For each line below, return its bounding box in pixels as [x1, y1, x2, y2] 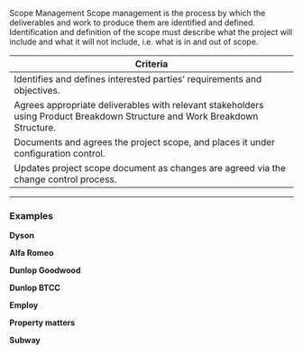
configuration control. [14, 148, 106, 159]
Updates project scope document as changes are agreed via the [14, 162, 287, 174]
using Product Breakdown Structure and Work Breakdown [14, 110, 259, 123]
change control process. [14, 173, 117, 186]
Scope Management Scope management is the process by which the [9, 8, 266, 18]
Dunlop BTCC [9, 283, 61, 294]
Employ [9, 300, 39, 311]
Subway [9, 335, 41, 346]
